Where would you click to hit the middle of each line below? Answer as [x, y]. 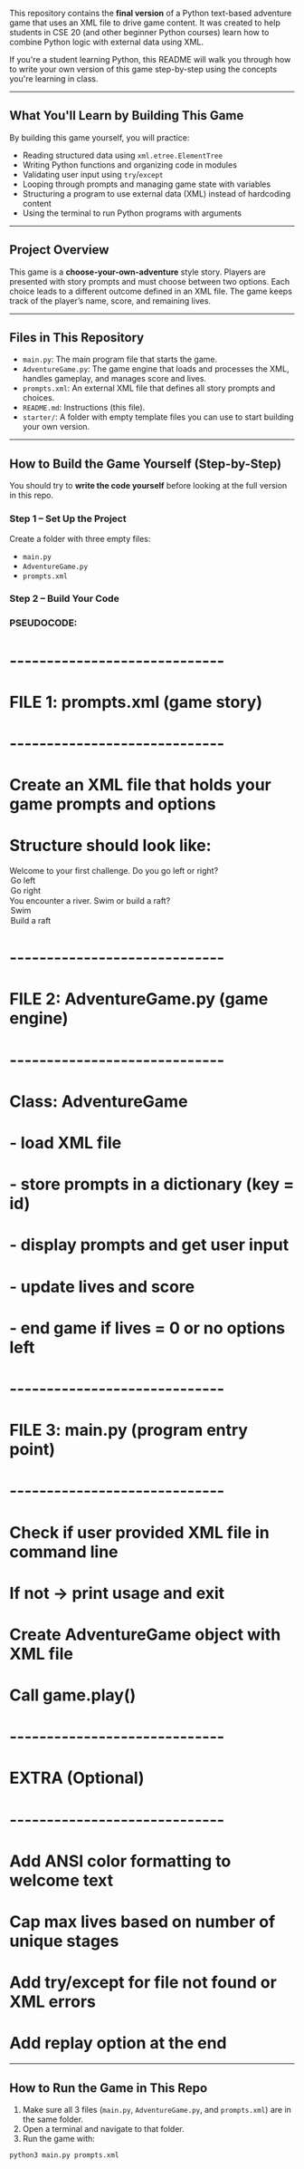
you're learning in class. [54, 79]
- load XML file [66, 1143]
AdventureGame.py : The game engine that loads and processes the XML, [156, 369]
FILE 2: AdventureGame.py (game [139, 999]
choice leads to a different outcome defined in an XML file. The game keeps [151, 291]
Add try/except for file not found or [143, 1983]
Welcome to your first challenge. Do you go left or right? [114, 871]
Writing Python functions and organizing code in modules [130, 165]
